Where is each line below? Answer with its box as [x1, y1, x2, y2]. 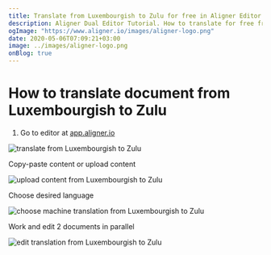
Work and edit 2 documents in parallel [8, 221, 135, 231]
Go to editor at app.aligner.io [19, 127, 115, 137]
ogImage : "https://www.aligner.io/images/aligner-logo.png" [8, 27, 215, 35]
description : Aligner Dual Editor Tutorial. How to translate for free [8, 19, 254, 27]
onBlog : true [8, 49, 52, 57]
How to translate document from [8, 84, 231, 102]
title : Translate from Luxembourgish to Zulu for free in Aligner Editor [8, 11, 262, 20]
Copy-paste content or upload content [8, 159, 136, 169]
